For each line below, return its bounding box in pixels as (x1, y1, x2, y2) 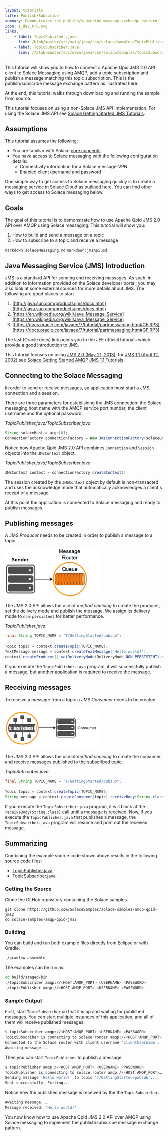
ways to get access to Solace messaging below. (5, 189, 104, 195)
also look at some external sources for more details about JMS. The (5, 285, 145, 292)
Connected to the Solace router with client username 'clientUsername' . (5, 1040, 160, 1045)
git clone (5, 907, 26, 912)
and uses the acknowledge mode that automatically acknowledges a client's (5, 484, 162, 490)
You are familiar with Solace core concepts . (12, 148, 102, 154)
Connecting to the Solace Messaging (5, 371, 123, 380)
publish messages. (5, 505, 44, 511)
